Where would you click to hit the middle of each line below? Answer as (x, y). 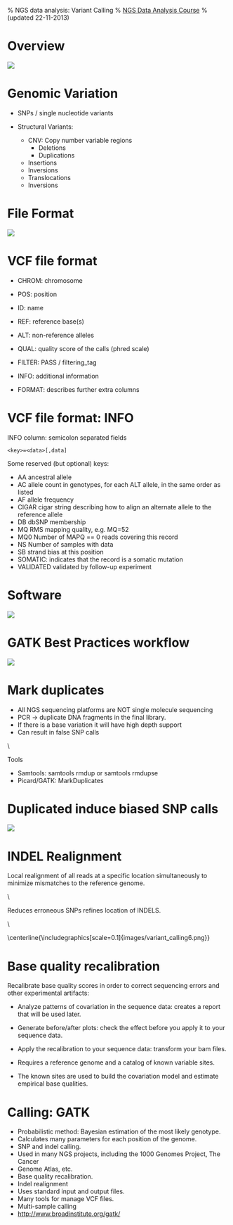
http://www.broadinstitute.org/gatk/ (69, 1214)
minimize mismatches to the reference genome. (76, 883)
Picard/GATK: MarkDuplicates (60, 780)
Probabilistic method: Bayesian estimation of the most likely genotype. (119, 1131)
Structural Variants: (45, 127)
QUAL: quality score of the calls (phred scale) (83, 348)
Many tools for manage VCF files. (66, 1199)
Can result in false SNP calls (58, 732)
